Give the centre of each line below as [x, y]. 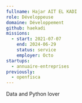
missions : [18, 34]
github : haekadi [26, 28]
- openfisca [26, 77]
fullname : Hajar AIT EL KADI [42, 11]
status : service [37, 50]
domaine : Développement [35, 22]
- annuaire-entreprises [40, 66]
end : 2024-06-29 [37, 45]
